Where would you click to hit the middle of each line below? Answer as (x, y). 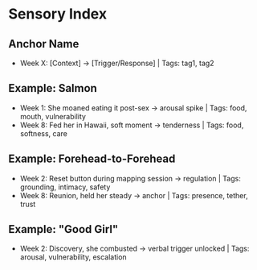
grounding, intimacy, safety (65, 187)
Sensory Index (57, 14)
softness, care (44, 133)
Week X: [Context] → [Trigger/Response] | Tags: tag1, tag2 (117, 63)
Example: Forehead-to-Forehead (92, 159)
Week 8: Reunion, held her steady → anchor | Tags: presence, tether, (134, 195)
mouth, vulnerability (53, 116)
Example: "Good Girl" (63, 229)
